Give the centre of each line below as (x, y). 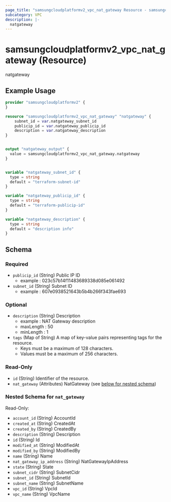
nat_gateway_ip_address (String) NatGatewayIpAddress (70, 461)
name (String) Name (33, 456)
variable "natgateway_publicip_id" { (45, 196)
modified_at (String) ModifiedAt (46, 445)
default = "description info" (42, 229)
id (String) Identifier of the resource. (51, 378)
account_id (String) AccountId (44, 418)
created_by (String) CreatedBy (44, 429)
